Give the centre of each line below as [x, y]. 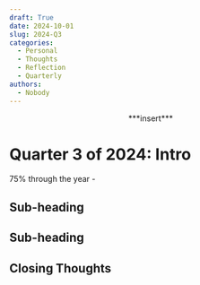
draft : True [31, 17]
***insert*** [151, 118]
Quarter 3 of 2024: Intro [100, 154]
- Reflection [42, 68]
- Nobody [34, 92]
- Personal [38, 51]
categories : [31, 43]
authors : [26, 84]
